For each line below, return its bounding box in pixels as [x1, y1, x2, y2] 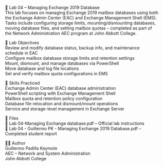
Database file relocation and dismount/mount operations [5, 101, 118, 106]
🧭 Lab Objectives [5, 40, 39, 46]
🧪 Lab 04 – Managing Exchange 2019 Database [5, 5, 100, 10]
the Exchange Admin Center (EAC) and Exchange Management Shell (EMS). [5, 15, 157, 20]
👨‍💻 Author [5, 140, 26, 146]
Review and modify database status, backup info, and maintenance [5, 45, 140, 50]
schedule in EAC [5, 50, 38, 56]
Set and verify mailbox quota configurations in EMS [5, 71, 108, 76]
